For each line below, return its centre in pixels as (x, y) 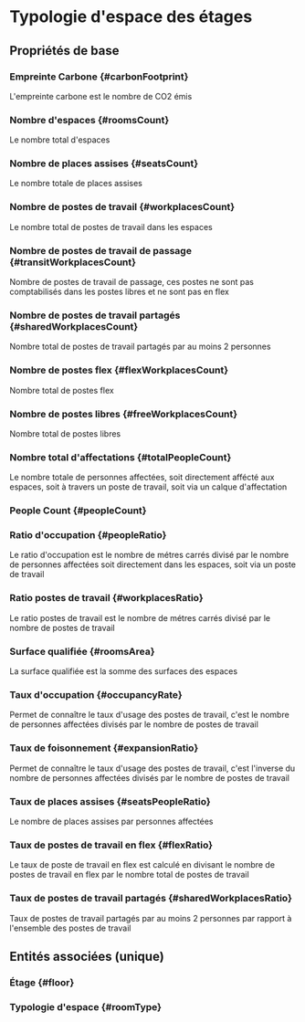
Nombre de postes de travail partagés (95, 315)
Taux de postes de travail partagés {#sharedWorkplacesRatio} (151, 899)
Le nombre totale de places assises (76, 184)
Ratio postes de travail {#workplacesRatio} (106, 598)
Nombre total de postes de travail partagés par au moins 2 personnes (140, 347)
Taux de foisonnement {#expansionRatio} (104, 748)
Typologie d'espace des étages (131, 17)
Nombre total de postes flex (62, 390)
